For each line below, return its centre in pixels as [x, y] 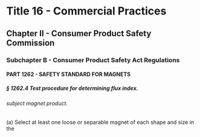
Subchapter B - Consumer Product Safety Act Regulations [93, 60]
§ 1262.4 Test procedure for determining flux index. [73, 88]
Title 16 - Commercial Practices [86, 11]
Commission [31, 43]
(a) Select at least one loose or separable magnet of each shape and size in [100, 122]
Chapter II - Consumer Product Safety [79, 33]
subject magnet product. [37, 103]
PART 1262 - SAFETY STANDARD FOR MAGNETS [69, 74]
